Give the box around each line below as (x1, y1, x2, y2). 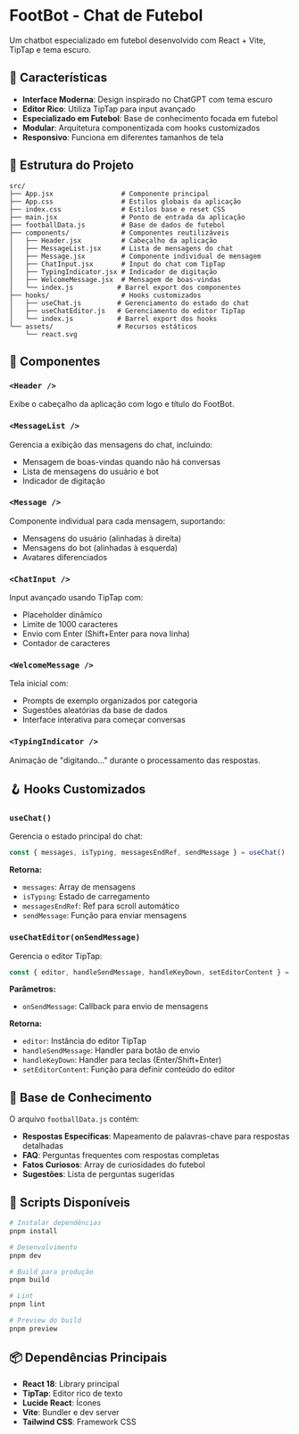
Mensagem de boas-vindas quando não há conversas (21, 456, 221, 467)
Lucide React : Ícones (21, 1397, 101, 1408)
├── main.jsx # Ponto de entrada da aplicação (9, 212, 245, 221)
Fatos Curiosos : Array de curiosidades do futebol (21, 1159, 205, 1170)
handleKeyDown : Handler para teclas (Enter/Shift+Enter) (21, 1055, 222, 1065)
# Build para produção (9, 1267, 94, 1276)
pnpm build (9, 1275, 50, 1285)
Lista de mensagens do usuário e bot (21, 466, 159, 477)
